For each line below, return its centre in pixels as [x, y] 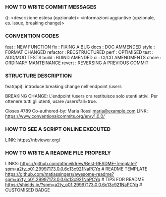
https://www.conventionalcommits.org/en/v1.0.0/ [55, 116]
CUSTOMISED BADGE [28, 190]
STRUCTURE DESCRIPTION [38, 76]
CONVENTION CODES [32, 36]
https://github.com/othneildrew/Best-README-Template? [79, 164]
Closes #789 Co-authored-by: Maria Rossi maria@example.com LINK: [77, 111]
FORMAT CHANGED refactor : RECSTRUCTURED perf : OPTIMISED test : [79, 52]
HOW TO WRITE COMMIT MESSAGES [51, 7]
